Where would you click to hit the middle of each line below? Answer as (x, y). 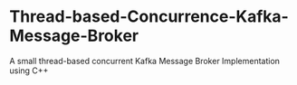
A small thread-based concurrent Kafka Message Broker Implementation (145, 61)
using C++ (29, 71)
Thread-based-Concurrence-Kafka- (149, 17)
